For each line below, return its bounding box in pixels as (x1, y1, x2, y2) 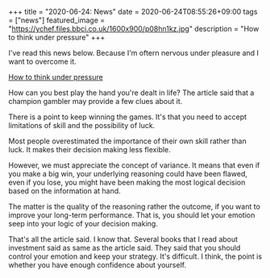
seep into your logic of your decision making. (8, 219, 159, 228)
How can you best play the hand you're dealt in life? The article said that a (8, 88, 255, 98)
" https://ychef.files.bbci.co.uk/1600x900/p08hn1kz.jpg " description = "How (8, 24, 260, 33)
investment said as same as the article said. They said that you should (8, 243, 241, 252)
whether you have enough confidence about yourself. (8, 260, 187, 269)
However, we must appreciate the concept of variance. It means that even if (8, 160, 260, 170)
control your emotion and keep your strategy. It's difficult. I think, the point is (8, 251, 263, 261)
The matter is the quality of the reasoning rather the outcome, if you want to (8, 201, 260, 211)
